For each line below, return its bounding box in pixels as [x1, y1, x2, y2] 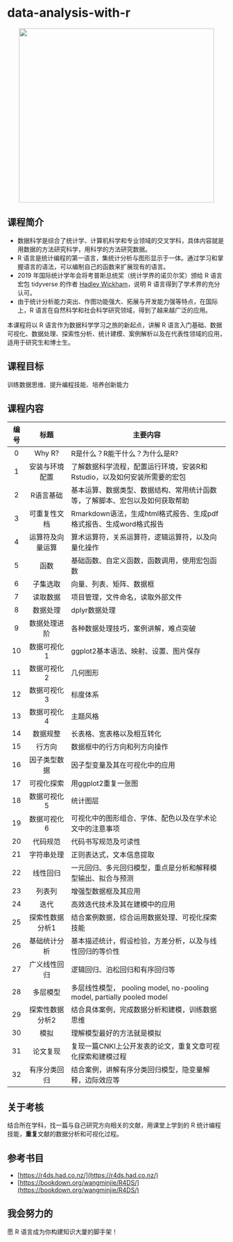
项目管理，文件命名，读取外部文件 [71, 592, 182, 602]
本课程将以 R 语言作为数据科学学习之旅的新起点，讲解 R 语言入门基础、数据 [7, 320, 223, 329]
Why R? [34, 448, 60, 458]
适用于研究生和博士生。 [7, 338, 74, 346]
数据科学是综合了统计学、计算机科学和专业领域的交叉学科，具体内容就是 [17, 236, 224, 244]
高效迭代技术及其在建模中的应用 [71, 899, 175, 909]
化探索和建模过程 [71, 1052, 127, 1062]
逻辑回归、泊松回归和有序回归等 [71, 965, 175, 975]
